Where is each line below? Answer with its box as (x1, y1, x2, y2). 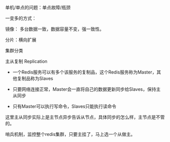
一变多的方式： (5, 15, 36, 21)
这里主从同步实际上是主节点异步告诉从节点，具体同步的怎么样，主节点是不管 (5, 114, 165, 120)
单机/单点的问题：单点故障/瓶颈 (5, 5, 71, 10)
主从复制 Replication (5, 58, 48, 64)
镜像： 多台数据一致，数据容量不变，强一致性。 (5, 26, 104, 32)
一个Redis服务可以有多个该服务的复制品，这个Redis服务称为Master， (12, 69, 157, 75)
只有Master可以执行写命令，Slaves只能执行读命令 (12, 103, 116, 109)
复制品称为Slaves (17, 76, 53, 81)
